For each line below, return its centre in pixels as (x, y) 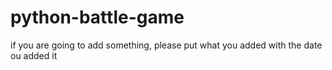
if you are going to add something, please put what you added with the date (166, 45)
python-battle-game (97, 17)
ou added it (34, 55)
